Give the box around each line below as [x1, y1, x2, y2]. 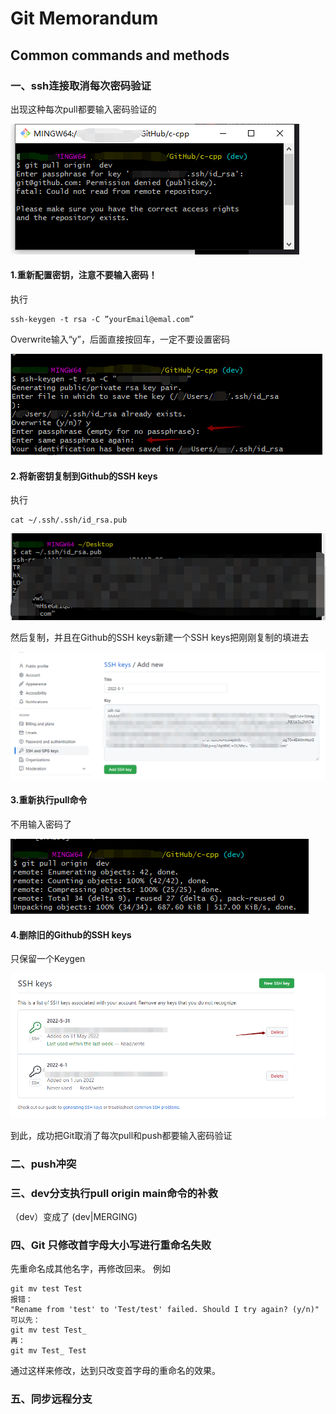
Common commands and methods [10, 47, 230, 64]
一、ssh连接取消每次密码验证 [10, 78, 152, 92]
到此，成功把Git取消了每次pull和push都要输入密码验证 [10, 1129, 233, 1141]
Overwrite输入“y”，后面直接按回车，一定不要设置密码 [10, 333, 230, 346]
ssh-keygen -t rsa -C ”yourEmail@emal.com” [10, 315, 195, 325]
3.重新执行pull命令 [10, 794, 88, 806]
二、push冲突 [10, 1157, 77, 1171]
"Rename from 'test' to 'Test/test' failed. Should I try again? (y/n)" [10, 1305, 320, 1315]
